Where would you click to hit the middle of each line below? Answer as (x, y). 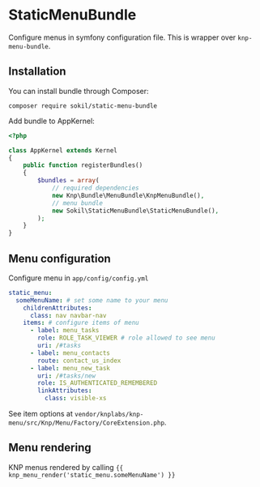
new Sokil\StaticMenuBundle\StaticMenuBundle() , (135, 211)
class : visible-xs (75, 399)
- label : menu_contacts (70, 353)
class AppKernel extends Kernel (63, 150)
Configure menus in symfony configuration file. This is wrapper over (122, 37)
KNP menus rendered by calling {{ (66, 467)
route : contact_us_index (79, 361)
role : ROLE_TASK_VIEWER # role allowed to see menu (127, 338)
